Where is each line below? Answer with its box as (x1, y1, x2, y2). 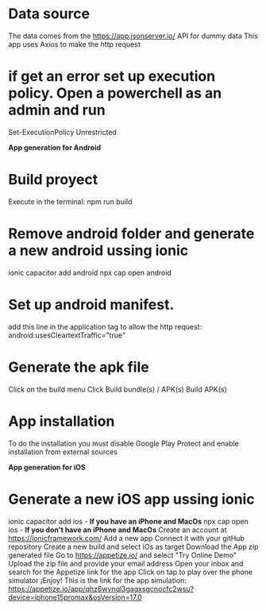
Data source (8, 5, 90, 23)
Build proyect (8, 171, 98, 189)
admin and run (8, 101, 106, 119)
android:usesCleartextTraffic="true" (8, 330, 125, 340)
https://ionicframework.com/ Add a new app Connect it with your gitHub (8, 533, 245, 542)
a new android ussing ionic (8, 241, 189, 259)
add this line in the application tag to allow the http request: (8, 322, 202, 331)
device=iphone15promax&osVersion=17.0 (8, 593, 143, 602)
